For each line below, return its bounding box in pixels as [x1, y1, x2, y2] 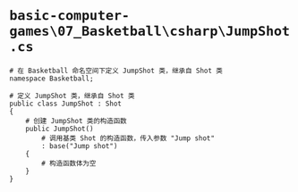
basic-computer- [9, 7, 130, 24]
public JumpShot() [25, 124, 94, 133]
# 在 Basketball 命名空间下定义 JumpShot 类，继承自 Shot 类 [9, 66, 224, 75]
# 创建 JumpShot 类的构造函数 [25, 116, 127, 125]
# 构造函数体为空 [41, 159, 97, 168]
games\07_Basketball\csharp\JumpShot [9, 23, 291, 40]
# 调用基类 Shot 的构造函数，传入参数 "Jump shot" [41, 133, 215, 143]
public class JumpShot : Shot [9, 99, 123, 108]
